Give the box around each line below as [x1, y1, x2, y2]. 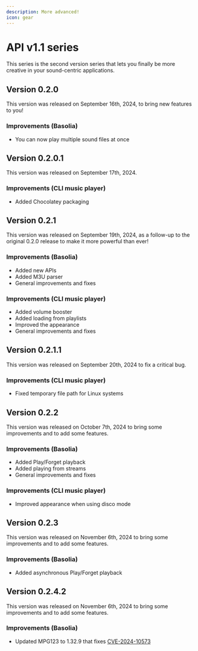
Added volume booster [14, 309, 72, 316]
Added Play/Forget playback [14, 458, 86, 466]
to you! [6, 107, 24, 114]
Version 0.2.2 [6, 407, 59, 417]
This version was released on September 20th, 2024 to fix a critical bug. [6, 361, 187, 368]
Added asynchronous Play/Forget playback [14, 569, 123, 576]
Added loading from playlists [14, 315, 87, 322]
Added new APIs [14, 266, 57, 274]
